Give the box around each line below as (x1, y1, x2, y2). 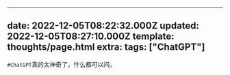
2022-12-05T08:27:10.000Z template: (7, 31, 175, 42)
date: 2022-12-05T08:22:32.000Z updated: (7, 20, 200, 31)
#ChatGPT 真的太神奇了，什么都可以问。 (7, 60, 116, 68)
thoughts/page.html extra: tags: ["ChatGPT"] (7, 42, 205, 53)
